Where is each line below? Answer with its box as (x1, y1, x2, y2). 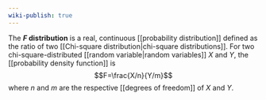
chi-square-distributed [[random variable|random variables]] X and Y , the (8, 50, 249, 59)
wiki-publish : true (8, 11, 73, 20)
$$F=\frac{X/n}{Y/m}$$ (94, 70, 173, 80)
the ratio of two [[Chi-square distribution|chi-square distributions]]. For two (8, 41, 255, 51)
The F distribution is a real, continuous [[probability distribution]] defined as (8, 33, 258, 43)
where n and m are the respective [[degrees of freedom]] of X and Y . (8, 83, 234, 92)
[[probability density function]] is (8, 58, 116, 68)
